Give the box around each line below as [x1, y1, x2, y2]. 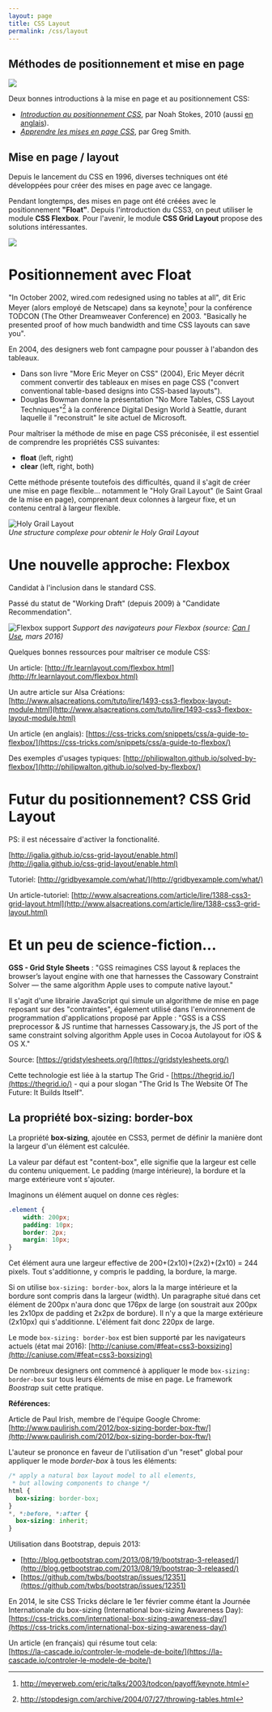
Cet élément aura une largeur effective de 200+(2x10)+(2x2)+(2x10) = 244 [8, 1258, 258, 1268]
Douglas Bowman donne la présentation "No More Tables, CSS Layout [19, 395, 255, 404]
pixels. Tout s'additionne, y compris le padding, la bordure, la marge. [8, 1267, 237, 1277]
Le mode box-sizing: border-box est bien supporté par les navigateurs [8, 1333, 246, 1343]
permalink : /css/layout [8, 27, 89, 35]
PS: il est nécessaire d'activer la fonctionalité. [8, 834, 160, 844]
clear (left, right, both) [19, 462, 95, 472]
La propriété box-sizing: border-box [8, 1111, 193, 1125]
